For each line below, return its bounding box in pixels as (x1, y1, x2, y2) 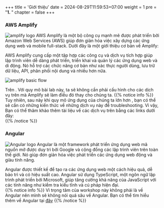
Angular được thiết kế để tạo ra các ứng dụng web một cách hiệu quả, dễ (5, 166, 153, 172)
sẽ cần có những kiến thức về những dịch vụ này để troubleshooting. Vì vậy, (5, 103, 159, 108)
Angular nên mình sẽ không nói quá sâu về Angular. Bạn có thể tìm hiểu (5, 192, 149, 198)
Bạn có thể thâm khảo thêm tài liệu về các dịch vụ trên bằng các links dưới (5, 107, 155, 114)
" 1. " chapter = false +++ (5, 9, 55, 15)
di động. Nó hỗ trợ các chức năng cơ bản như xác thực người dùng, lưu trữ (5, 63, 155, 69)
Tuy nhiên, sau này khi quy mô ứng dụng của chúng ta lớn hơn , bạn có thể (5, 97, 156, 103)
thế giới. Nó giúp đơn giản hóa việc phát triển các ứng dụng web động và (5, 151, 153, 158)
